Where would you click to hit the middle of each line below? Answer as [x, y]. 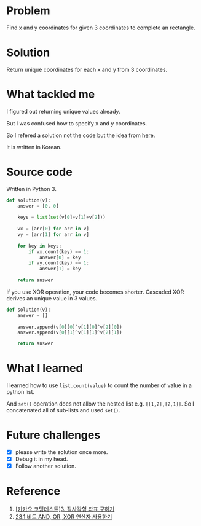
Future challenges [53, 435]
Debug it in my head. [41, 459]
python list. [21, 392]
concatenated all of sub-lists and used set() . [64, 410]
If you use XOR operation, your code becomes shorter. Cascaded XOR [95, 292]
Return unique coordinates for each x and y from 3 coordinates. [87, 69]
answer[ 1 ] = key [60, 269]
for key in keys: [40, 246]
